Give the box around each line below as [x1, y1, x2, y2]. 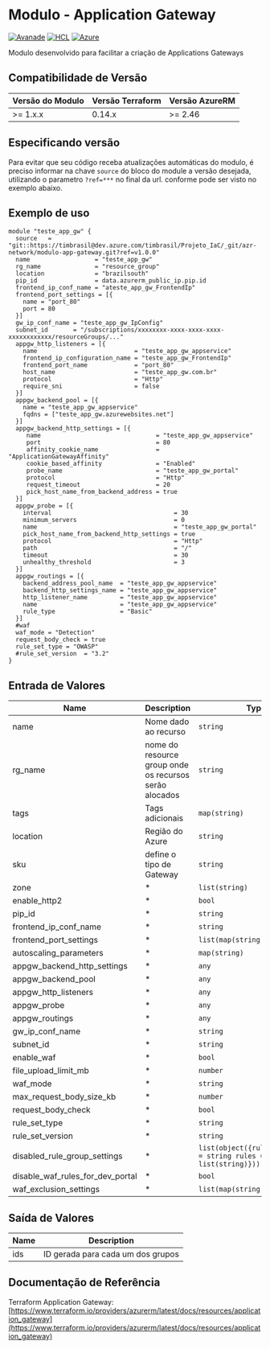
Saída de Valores [8, 1211, 95, 1224]
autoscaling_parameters [12, 948, 104, 959]
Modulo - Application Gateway [8, 6, 216, 24]
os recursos [145, 770, 190, 781]
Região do [145, 826, 183, 837]
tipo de [145, 859, 171, 870]
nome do [145, 739, 179, 751]
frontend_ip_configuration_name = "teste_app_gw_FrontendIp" [22, 354, 231, 363]
